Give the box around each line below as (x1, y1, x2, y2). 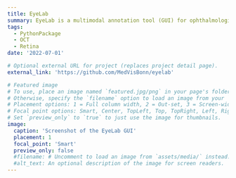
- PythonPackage (13, 30, 61, 37)
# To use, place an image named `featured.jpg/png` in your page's (7, 88, 209, 95)
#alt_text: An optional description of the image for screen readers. (13, 160, 225, 167)
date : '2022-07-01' (7, 50, 65, 57)
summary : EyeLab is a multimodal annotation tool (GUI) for (7, 17, 188, 24)
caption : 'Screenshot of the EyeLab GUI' (13, 127, 137, 134)
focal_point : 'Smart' (13, 140, 77, 148)
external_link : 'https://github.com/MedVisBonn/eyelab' (7, 68, 174, 76)
